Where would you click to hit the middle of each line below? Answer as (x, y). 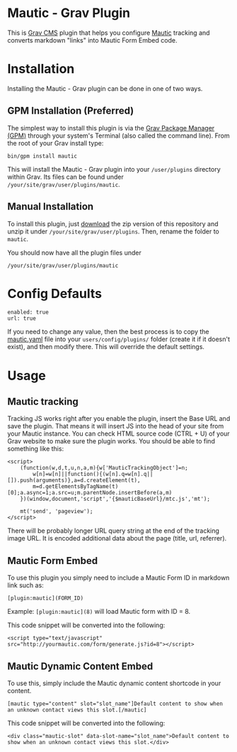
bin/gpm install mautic (42, 156)
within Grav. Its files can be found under (65, 177)
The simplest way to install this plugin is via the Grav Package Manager (111, 128)
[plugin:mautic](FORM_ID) (45, 598)
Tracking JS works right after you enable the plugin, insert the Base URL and (119, 419)
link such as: (25, 585)
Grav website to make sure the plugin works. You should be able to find (111, 441)
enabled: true (28, 313)
